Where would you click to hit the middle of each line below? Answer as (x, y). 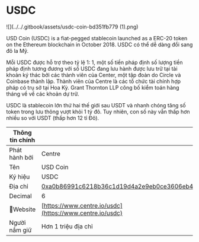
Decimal (20, 196)
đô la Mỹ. (17, 50)
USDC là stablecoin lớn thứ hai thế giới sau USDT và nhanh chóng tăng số (96, 105)
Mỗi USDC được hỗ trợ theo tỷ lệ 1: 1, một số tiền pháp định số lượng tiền (94, 62)
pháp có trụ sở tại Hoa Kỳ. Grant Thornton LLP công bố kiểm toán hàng (93, 87)
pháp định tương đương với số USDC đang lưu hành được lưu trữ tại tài (92, 68)
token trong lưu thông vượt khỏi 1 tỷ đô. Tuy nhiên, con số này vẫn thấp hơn (98, 112)
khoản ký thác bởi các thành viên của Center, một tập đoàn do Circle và (94, 75)
